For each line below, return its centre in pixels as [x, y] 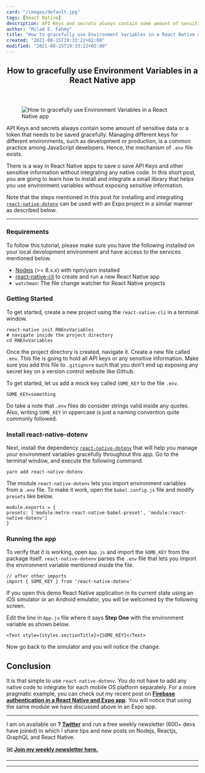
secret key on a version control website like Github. [71, 371]
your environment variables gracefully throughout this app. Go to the [92, 454]
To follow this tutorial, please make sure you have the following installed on [101, 245]
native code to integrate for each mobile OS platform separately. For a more [101, 687]
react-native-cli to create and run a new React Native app [87, 276]
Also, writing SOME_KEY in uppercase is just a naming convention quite [93, 412]
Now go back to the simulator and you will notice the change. [83, 647]
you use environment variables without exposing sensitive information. [95, 185]
